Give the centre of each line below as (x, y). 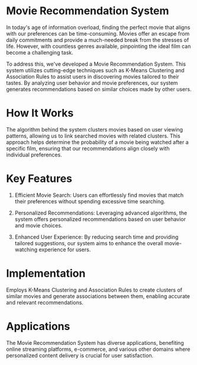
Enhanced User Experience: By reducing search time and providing (96, 237)
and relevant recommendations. (45, 302)
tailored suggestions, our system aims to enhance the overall (89, 243)
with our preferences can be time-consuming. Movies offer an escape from (98, 33)
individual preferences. (34, 155)
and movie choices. (38, 225)
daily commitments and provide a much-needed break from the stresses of (98, 40)
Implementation (46, 273)
